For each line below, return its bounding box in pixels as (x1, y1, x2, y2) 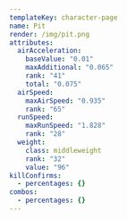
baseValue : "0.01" (25, 55, 94, 63)
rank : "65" (25, 105, 66, 114)
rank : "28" (25, 130, 66, 139)
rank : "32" (25, 154, 66, 164)
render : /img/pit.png (9, 29, 90, 38)
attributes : (9, 38, 54, 47)
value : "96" (25, 163, 70, 172)
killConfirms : (9, 171, 63, 180)
